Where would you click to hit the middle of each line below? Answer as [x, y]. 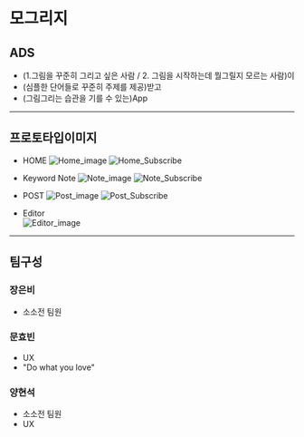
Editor [33, 213]
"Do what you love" [58, 367]
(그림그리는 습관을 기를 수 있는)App [85, 98]
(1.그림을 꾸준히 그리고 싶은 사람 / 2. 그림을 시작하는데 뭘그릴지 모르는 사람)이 [158, 75]
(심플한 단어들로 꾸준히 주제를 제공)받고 [92, 87]
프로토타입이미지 [53, 138]
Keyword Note [49, 178]
